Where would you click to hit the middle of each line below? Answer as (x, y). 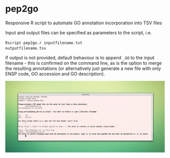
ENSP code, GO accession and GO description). (55, 73)
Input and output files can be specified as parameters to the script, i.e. (78, 32)
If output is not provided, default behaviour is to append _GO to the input (80, 57)
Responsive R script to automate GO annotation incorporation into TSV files (84, 23)
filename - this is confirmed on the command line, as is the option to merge (83, 63)
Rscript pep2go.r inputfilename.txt (44, 43)
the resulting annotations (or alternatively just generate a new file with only (83, 68)
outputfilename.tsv (26, 48)
